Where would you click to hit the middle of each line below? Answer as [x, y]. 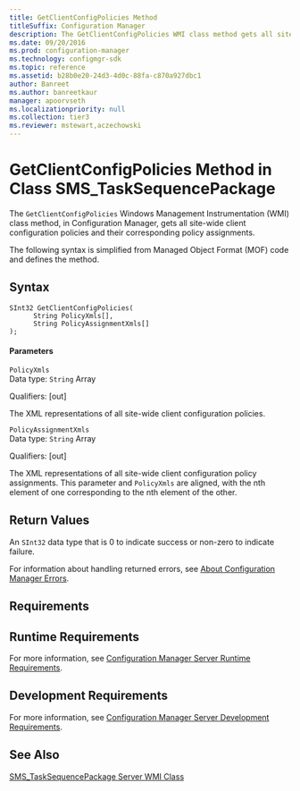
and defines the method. [54, 259]
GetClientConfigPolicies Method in [141, 170]
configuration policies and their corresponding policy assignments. [132, 232]
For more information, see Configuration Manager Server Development [139, 717]
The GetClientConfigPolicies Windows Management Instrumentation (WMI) [150, 213]
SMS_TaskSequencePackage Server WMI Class [97, 776]
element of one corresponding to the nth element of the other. [123, 492]
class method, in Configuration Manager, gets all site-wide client [128, 223]
